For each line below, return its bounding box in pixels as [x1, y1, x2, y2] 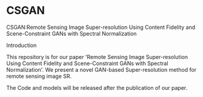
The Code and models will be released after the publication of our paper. [6, 84, 188, 91]
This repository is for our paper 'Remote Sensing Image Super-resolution [6, 53, 188, 60]
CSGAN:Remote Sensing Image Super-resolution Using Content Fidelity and [6, 23, 196, 31]
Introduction [6, 42, 37, 49]
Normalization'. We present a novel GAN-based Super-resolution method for [6, 66, 197, 73]
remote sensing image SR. [6, 72, 72, 80]
